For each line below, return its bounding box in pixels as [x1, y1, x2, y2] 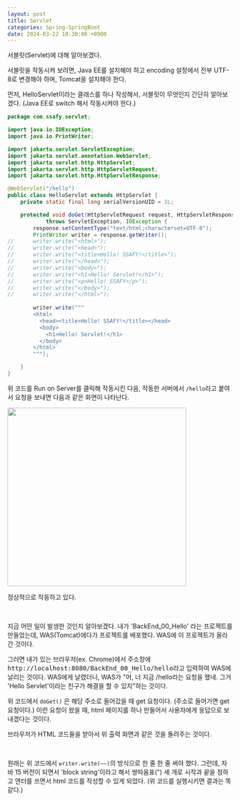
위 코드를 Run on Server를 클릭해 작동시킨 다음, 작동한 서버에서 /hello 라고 [7, 383, 217, 393]
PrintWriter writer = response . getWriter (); [33, 231, 168, 238]
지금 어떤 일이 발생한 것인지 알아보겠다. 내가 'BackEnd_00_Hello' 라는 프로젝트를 [7, 622, 233, 630]
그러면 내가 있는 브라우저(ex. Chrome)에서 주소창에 [7, 655, 151, 663]
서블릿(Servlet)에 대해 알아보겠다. [7, 51, 102, 59]
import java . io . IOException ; [7, 126, 94, 133]
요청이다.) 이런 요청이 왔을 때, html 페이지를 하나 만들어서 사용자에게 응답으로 [7, 705, 223, 714]
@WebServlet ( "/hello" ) [7, 185, 75, 193]
